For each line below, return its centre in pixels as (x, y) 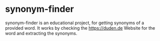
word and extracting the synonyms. (41, 33)
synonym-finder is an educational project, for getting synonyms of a (75, 23)
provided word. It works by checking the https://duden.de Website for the (80, 28)
